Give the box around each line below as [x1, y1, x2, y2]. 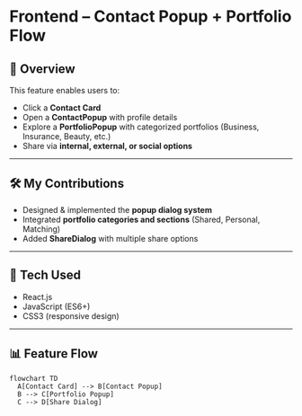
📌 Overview [9, 61, 75, 76]
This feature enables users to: [9, 85, 120, 95]
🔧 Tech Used [9, 268, 81, 283]
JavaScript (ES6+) [22, 301, 91, 312]
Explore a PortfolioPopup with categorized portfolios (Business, [22, 121, 260, 132]
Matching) [22, 223, 61, 235]
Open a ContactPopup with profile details [22, 112, 178, 122]
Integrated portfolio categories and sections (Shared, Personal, [22, 214, 261, 225]
